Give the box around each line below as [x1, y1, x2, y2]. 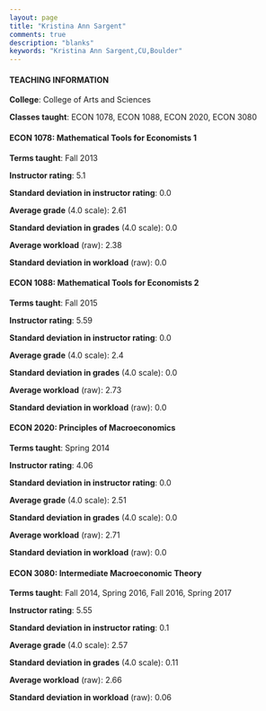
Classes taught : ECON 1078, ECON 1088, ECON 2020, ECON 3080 [9, 111, 258, 122]
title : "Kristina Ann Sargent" [9, 22, 127, 31]
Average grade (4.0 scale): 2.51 [9, 494, 128, 505]
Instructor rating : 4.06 [9, 459, 93, 470]
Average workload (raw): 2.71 [9, 529, 120, 540]
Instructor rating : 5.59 [9, 315, 93, 325]
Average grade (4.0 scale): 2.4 [9, 350, 124, 360]
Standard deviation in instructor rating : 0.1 [9, 622, 170, 634]
